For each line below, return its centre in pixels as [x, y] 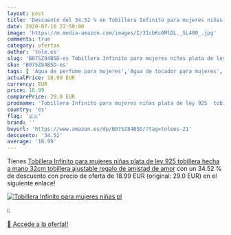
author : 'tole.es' [33, 52]
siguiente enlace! [31, 183]
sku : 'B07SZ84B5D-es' [38, 65]
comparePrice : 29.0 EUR [41, 97]
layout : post [26, 13]
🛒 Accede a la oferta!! [38, 224]
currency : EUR [27, 84]
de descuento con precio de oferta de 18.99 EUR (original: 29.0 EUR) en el [112, 176]
